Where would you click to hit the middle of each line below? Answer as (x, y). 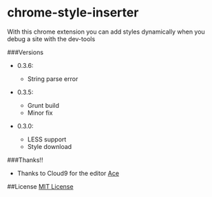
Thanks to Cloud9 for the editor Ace (68, 173)
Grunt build (43, 105)
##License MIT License (40, 186)
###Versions (25, 52)
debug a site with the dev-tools (51, 38)
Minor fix (40, 113)
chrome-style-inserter (73, 13)
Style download (50, 146)
